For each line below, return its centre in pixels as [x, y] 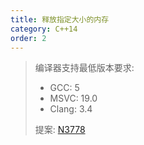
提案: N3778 [60, 130]
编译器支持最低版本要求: [84, 68]
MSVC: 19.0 [73, 98]
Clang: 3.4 [71, 109]
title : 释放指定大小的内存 [60, 19]
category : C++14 [44, 29]
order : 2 [28, 38]
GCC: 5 [64, 88]
